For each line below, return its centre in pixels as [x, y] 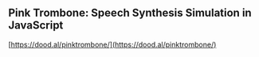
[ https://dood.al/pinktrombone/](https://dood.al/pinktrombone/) [112, 44]
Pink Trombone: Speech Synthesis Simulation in [130, 13]
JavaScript [36, 26]
